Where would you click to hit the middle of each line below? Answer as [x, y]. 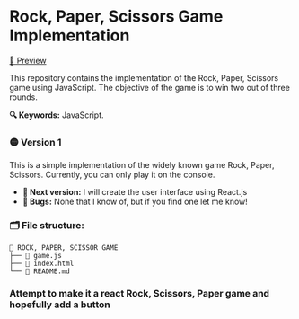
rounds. [23, 97]
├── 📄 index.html [42, 263]
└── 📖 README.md [40, 271]
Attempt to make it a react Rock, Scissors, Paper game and [140, 294]
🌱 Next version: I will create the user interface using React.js [135, 192]
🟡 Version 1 [35, 142]
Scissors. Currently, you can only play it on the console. [112, 175]
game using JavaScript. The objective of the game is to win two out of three [149, 87]
